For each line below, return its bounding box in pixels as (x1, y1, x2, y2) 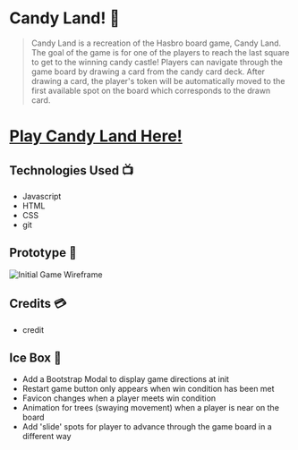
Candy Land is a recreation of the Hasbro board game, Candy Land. (30, 38, 282, 48)
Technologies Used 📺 (9, 163, 134, 178)
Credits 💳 (9, 296, 67, 311)
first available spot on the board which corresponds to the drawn (30, 85, 271, 96)
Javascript (21, 191, 62, 201)
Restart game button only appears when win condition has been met (21, 384, 275, 395)
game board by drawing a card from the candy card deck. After (30, 66, 266, 77)
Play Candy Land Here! (9, 126, 183, 147)
